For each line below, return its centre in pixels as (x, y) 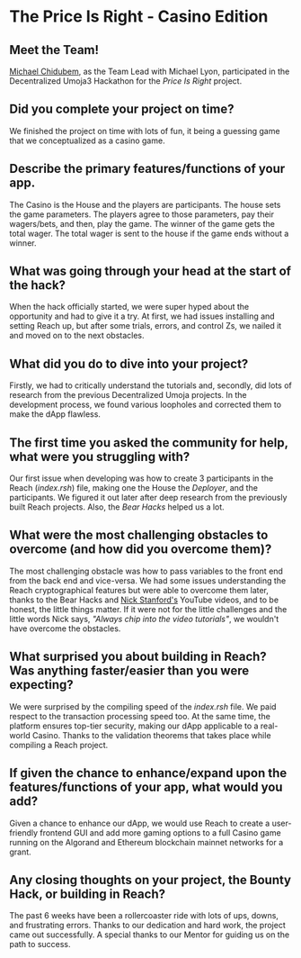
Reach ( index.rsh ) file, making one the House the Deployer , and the (134, 488)
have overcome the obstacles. (65, 628)
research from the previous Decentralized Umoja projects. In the (128, 395)
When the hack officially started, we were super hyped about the (129, 307)
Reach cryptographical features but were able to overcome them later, (139, 590)
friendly (24, 832)
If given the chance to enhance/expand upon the (148, 773)
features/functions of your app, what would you (146, 787)
